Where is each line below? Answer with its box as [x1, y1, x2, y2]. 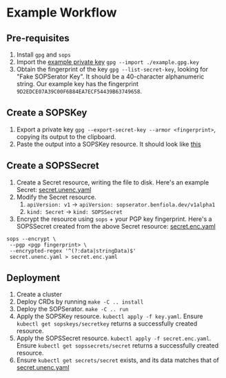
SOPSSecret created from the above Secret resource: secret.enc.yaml [16, 222, 216, 230]
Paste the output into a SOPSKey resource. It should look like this [16, 140, 201, 148]
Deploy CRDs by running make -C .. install [16, 297, 144, 306]
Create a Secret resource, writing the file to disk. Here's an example [16, 178, 209, 187]
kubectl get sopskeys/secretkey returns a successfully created [16, 319, 198, 328]
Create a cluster [16, 291, 63, 299]
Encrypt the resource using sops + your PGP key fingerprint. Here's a [16, 215, 212, 223]
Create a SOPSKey [6, 107, 88, 118]
